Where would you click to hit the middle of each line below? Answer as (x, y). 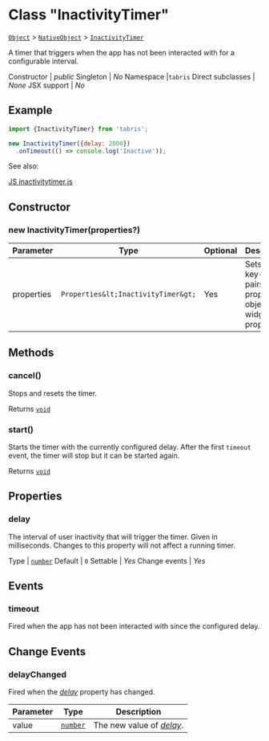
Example (30, 110)
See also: (24, 166)
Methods (31, 353)
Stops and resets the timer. (53, 393)
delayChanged (37, 674)
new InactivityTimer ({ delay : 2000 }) (69, 143)
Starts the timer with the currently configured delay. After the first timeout (130, 447)
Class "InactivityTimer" (89, 15)
